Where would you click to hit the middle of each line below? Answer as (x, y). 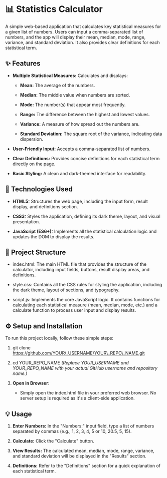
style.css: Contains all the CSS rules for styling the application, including (87, 285)
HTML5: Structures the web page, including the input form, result (80, 201)
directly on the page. (34, 164)
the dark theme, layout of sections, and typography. (66, 290)
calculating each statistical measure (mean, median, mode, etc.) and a (85, 305)
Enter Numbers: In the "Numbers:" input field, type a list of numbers (83, 426)
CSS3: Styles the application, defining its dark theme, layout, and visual (86, 216)
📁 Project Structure (36, 252)
